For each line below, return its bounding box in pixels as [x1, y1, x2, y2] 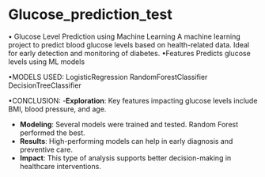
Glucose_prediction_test [8, 6, 172, 24]
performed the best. [19, 128, 85, 137]
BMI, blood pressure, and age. [8, 104, 107, 114]
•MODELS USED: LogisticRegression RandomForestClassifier [8, 72, 208, 81]
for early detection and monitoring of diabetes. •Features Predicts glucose [8, 48, 251, 58]
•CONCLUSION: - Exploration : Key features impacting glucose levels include [8, 96, 258, 105]
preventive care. [19, 145, 74, 154]
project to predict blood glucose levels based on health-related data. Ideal [8, 40, 250, 49]
